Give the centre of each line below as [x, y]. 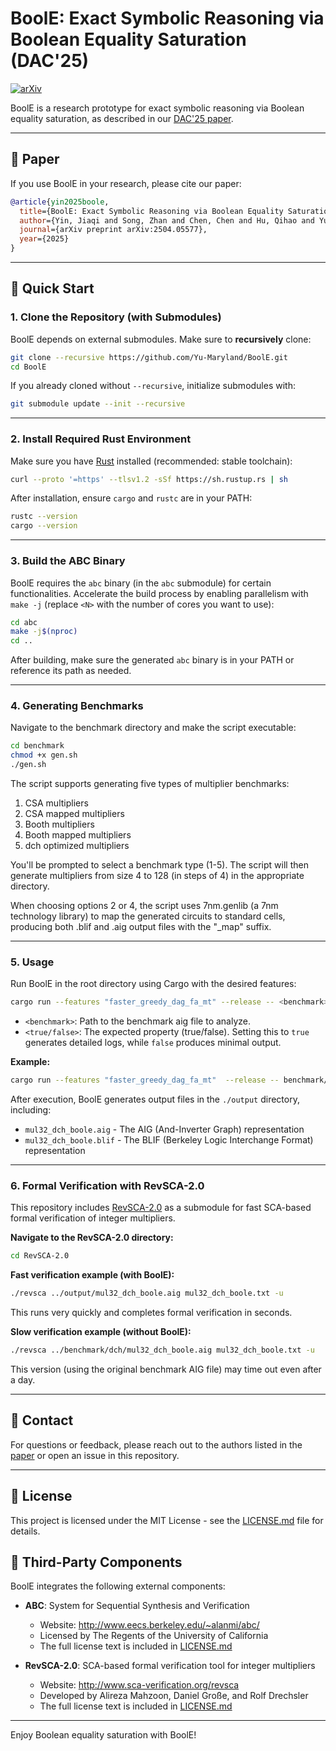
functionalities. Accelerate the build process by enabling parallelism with [159, 593]
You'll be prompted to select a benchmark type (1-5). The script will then [159, 865]
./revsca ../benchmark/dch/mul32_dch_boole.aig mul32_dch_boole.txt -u [162, 1350]
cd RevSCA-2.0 [40, 1256]
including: [31, 1110]
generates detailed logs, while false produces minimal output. [153, 1043]
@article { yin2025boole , [60, 202]
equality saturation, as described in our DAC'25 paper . [122, 118]
